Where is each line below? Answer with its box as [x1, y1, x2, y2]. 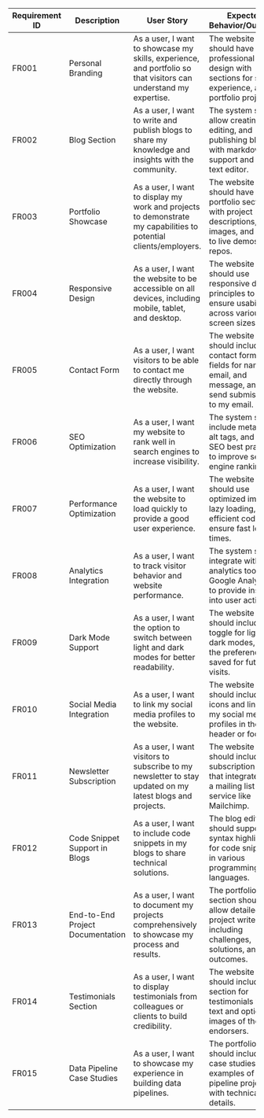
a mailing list [208, 780, 255, 791]
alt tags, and [208, 432, 255, 442]
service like [208, 791, 251, 801]
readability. [133, 662, 175, 672]
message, [208, 379, 245, 390]
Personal [68, 58, 102, 68]
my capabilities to [133, 221, 199, 231]
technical [133, 858, 167, 868]
